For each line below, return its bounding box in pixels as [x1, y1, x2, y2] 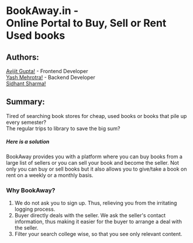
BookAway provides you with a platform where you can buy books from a [6, 153, 183, 160]
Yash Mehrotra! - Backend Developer [6, 74, 95, 81]
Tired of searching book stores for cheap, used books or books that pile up [6, 112, 187, 119]
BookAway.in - [6, 4, 79, 18]
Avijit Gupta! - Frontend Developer [6, 68, 88, 74]
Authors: [6, 52, 39, 62]
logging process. [14, 206, 56, 213]
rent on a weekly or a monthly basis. [6, 171, 94, 179]
